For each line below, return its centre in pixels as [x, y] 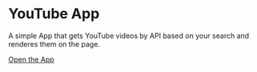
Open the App [31, 59]
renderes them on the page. [54, 44]
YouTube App [54, 14]
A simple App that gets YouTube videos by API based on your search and [129, 36]
